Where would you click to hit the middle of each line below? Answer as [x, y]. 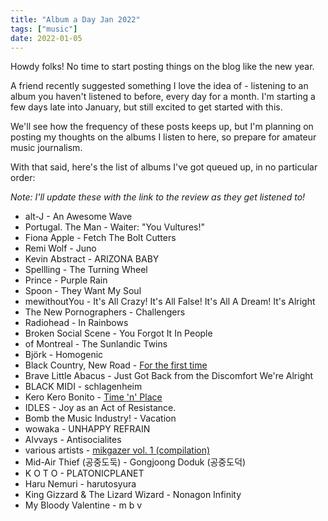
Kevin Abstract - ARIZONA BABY [92, 259]
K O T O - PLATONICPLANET [84, 473]
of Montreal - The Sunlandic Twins [96, 344]
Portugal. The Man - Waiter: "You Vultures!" [114, 227]
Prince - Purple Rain [66, 280]
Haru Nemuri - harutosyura [80, 484]
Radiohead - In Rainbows [76, 323]
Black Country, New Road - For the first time [116, 365]
